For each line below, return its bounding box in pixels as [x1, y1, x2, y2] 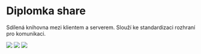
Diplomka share [6, 4, 86, 18]
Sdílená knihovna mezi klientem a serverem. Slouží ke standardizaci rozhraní [6, 24, 196, 31]
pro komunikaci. [6, 30, 46, 37]
